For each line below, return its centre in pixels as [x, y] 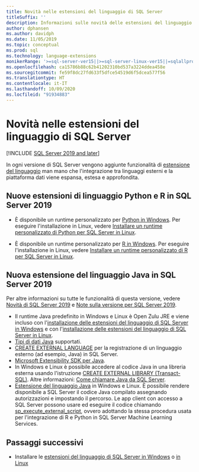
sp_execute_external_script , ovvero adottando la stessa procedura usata [103, 411]
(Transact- [168, 373]
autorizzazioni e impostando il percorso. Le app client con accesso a [99, 398]
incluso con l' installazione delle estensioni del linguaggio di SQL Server [101, 323]
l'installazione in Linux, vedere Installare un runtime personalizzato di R [101, 250]
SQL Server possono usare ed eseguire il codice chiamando [88, 405]
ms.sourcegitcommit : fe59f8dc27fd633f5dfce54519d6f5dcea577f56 [86, 73]
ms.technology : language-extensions [51, 56]
